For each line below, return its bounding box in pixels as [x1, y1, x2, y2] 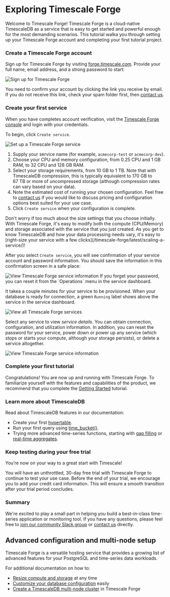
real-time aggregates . [12, 436, 59, 442]
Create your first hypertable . [12, 420, 72, 426]
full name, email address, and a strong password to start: [5, 66, 125, 72]
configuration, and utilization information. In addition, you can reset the [5, 324, 154, 330]
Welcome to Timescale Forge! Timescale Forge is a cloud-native [5, 20, 140, 27]
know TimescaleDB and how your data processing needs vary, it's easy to [5, 231, 160, 238]
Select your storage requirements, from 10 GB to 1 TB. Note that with [12, 167, 156, 173]
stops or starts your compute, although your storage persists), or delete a [5, 335, 159, 341]
